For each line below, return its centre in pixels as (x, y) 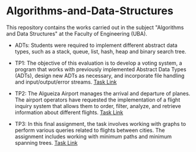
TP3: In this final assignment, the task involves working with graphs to (100, 123)
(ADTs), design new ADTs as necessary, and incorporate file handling (99, 75)
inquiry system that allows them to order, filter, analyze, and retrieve (98, 106)
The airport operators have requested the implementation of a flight (97, 100)
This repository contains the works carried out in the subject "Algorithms (95, 27)
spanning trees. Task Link (46, 142)
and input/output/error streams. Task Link (66, 82)
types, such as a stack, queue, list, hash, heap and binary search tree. (100, 51)
